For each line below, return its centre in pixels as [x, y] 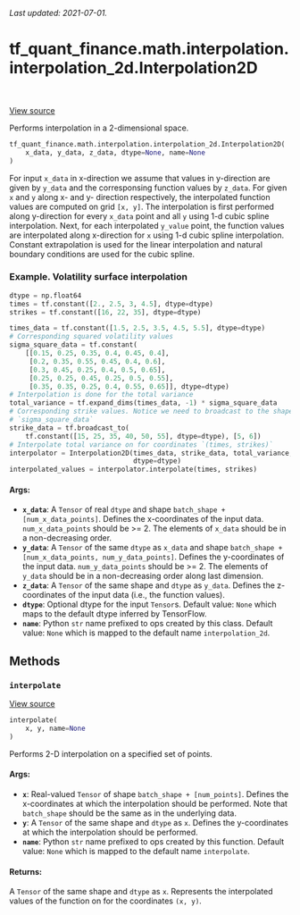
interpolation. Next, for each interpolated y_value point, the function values [147, 225]
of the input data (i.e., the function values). [147, 595]
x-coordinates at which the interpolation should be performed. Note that [155, 803]
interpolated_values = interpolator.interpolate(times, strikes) [133, 470]
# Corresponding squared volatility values [92, 337]
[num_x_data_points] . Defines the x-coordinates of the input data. [143, 519]
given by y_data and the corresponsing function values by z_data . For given [148, 188]
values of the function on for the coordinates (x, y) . [106, 901]
